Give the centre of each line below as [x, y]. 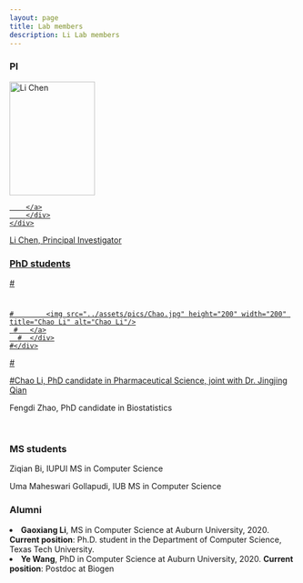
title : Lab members [46, 26]
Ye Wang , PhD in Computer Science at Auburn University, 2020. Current [157, 558]
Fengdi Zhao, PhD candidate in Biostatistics [91, 408]
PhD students [40, 263]
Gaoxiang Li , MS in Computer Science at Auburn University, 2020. [146, 529]
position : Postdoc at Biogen [62, 568]
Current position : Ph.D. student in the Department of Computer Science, [146, 539]
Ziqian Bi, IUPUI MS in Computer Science [86, 468]
